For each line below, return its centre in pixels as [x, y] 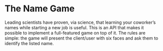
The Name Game [40, 9]
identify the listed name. [29, 43]
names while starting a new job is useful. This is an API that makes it [74, 27]
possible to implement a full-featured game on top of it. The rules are [75, 33]
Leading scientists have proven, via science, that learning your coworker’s [80, 22]
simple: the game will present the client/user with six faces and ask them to [81, 38]
